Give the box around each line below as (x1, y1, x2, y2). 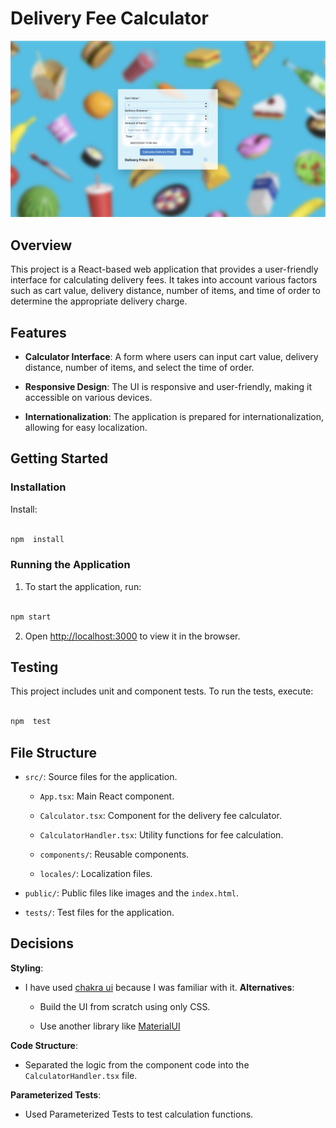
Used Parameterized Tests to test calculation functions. (24, 1108, 254, 1120)
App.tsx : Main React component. (39, 790, 175, 802)
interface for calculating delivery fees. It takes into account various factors (10, 274, 318, 286)
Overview (10, 237, 73, 254)
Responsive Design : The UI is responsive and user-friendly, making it (24, 381, 313, 393)
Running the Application (10, 558, 131, 572)
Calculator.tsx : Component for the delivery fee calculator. (39, 809, 282, 821)
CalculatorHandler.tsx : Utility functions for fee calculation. (39, 828, 284, 841)
